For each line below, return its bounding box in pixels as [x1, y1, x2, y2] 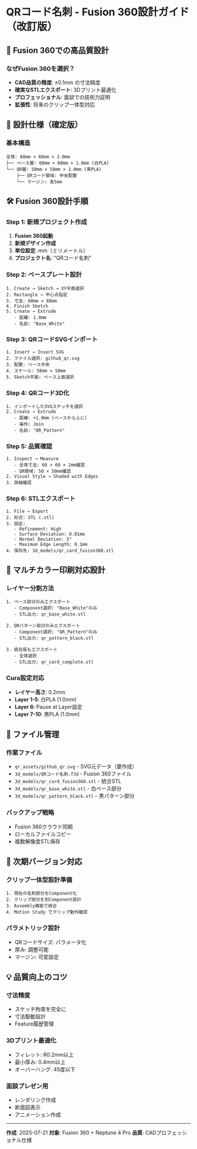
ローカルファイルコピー [14, 830, 72, 837]
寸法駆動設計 [14, 1013, 46, 1020]
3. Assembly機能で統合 [6, 903, 57, 909]
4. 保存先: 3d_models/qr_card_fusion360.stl [6, 548, 114, 554]
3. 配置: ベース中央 [6, 361, 50, 368]
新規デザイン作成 [14, 239, 56, 247]
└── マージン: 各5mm [16, 179, 63, 185]
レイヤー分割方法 [6, 584, 55, 592]
